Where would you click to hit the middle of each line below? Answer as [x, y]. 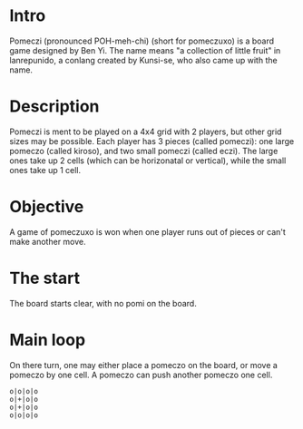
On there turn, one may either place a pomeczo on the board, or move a [144, 365]
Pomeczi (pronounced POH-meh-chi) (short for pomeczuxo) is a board [142, 41]
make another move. [48, 241]
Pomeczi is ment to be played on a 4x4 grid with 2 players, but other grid [146, 132]
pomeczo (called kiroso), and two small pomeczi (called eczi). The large [144, 151]
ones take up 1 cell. [45, 170]
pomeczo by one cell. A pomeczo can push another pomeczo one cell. [141, 375]
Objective [47, 207]
